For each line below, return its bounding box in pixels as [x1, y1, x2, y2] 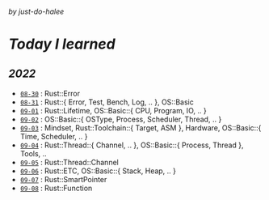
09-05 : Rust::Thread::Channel [19, 157, 119, 167]
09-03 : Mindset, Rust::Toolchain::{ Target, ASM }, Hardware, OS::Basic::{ [19, 122, 262, 133]
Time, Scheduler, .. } [19, 131, 88, 141]
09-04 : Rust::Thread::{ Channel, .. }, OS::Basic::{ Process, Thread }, [19, 140, 244, 150]
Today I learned [8, 35, 116, 53]
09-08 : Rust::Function [19, 183, 93, 193]
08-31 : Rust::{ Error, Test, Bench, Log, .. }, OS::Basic [19, 97, 194, 107]
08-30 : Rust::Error [19, 88, 81, 98]
